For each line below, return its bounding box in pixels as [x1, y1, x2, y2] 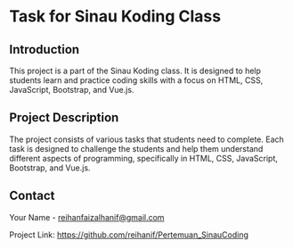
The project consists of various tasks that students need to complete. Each [9, 134, 285, 145]
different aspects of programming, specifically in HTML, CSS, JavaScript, [9, 153, 279, 163]
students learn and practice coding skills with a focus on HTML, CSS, [9, 75, 264, 86]
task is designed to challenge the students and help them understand [9, 143, 264, 154]
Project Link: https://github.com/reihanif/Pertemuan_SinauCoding [9, 229, 249, 240]
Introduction [9, 42, 80, 57]
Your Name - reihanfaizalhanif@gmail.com [9, 212, 165, 222]
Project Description [9, 110, 119, 126]
